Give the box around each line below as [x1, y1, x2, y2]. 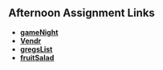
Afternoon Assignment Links [8, 6, 155, 20]
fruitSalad [19, 52, 55, 62]
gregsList [19, 44, 53, 54]
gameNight [19, 27, 59, 37]
